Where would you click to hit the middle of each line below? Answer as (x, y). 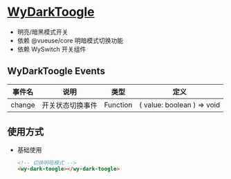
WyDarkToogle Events (56, 71)
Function (118, 105)
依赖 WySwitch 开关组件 (52, 49)
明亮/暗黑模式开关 (43, 32)
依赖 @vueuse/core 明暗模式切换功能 (70, 40)
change (23, 105)
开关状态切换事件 (70, 105)
